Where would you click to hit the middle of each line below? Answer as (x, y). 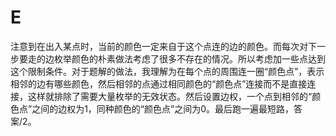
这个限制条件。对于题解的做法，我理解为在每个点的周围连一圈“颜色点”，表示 (167, 71)
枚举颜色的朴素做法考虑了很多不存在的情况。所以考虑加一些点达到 (189, 58)
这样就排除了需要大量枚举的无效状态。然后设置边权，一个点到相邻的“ (170, 96)
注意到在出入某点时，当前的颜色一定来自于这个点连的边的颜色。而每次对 (159, 46)
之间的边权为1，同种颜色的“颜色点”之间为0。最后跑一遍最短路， (163, 108)
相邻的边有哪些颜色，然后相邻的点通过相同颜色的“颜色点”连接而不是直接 (159, 83)
